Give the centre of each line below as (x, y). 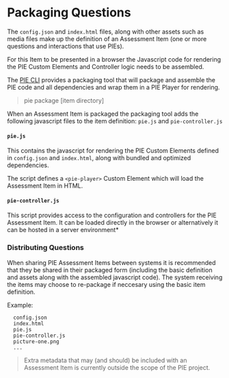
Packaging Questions (69, 13)
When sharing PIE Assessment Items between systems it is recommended (111, 262)
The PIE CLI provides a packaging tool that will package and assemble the (111, 79)
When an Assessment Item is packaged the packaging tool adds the (103, 114)
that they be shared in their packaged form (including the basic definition (110, 270)
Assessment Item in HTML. (45, 186)
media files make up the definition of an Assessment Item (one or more (107, 38)
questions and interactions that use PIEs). (66, 46)
